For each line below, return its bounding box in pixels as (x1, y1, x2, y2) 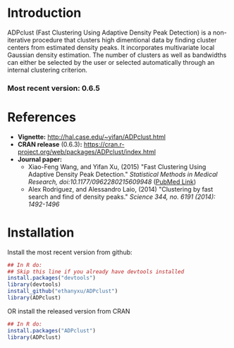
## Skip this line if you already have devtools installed (7, 268, 185, 275)
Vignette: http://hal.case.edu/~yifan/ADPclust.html (17, 132, 166, 141)
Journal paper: (17, 155, 62, 163)
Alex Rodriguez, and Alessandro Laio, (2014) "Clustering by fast (27, 185, 214, 193)
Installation (7, 224, 75, 240)
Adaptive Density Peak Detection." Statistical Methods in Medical (27, 170, 218, 178)
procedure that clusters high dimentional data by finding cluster (32, 35, 217, 44)
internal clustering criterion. (7, 66, 88, 74)
